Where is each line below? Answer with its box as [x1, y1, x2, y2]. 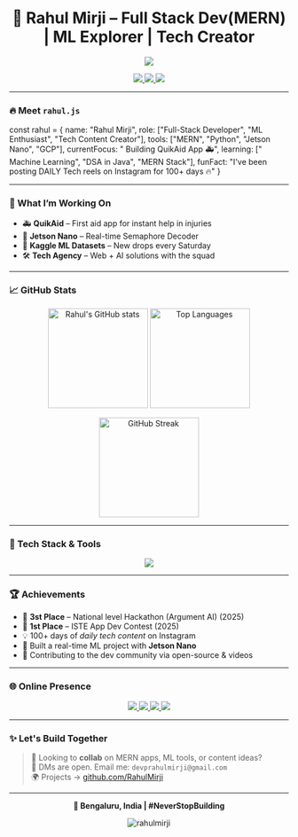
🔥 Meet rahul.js [9, 104, 81, 116]
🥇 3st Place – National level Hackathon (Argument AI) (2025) [21, 612, 245, 622]
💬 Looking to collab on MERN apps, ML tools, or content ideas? [30, 753, 263, 763]
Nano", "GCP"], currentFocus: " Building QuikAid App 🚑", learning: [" [9, 144, 263, 154]
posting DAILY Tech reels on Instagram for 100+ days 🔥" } [9, 166, 221, 176]
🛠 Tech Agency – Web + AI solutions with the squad [21, 250, 216, 261]
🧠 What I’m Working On [9, 197, 112, 209]
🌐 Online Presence [9, 680, 91, 692]
